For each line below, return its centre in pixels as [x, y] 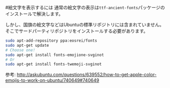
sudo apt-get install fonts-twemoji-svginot [54, 64]
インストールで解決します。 [34, 14]
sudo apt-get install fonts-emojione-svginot [55, 55]
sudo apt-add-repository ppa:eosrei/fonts [51, 41]
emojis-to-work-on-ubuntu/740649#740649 [52, 80]
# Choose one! [20, 50]
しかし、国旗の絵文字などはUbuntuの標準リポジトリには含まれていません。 [85, 25]
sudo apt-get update [27, 45]
